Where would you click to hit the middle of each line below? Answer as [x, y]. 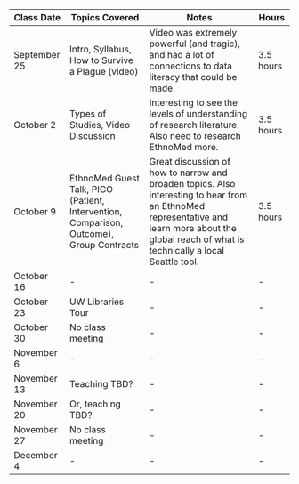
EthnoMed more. [184, 147]
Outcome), [92, 234]
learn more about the [193, 228]
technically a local [187, 250]
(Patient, [87, 201]
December [36, 455]
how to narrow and [189, 173]
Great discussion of [190, 161]
